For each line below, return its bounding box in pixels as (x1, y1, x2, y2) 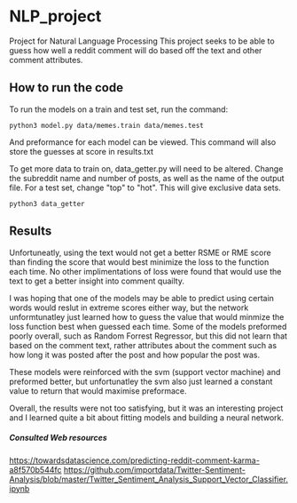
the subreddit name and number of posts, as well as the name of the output (9, 172, 285, 183)
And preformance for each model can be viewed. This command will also (9, 136, 277, 148)
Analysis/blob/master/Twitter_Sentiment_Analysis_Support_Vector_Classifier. (9, 474, 288, 484)
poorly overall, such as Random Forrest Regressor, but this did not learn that (9, 331, 288, 341)
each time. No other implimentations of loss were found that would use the (9, 266, 282, 276)
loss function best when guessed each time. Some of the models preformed (9, 321, 287, 331)
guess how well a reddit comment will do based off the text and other (9, 44, 262, 55)
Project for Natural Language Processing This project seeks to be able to (9, 36, 275, 46)
